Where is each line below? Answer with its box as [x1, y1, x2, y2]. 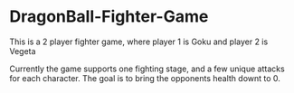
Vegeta [9, 45, 36, 56]
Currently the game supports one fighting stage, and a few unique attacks [9, 63, 285, 74]
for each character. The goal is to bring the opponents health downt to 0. [9, 72, 280, 83]
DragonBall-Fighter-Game [9, 6, 209, 27]
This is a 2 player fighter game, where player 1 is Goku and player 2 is [9, 36, 269, 47]
